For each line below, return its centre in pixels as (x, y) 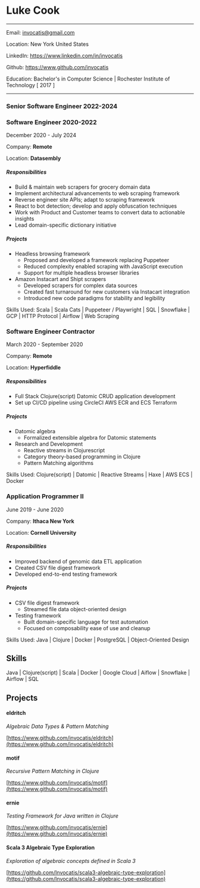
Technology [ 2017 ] (31, 85)
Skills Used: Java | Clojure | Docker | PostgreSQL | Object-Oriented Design (98, 640)
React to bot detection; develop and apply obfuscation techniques (96, 206)
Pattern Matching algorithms (59, 463)
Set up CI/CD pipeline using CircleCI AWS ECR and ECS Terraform (96, 403)
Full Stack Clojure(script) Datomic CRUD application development (95, 396)
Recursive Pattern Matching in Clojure (53, 771)
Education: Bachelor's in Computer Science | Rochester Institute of (88, 79)
